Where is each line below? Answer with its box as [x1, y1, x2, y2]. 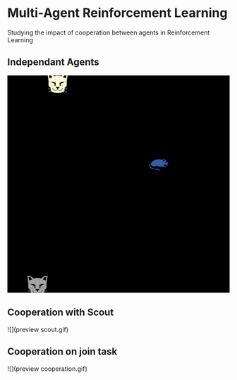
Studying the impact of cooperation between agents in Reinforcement [7, 28, 210, 37]
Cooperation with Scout [7, 307, 114, 319]
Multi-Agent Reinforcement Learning [7, 5, 228, 21]
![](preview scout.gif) [7, 325, 69, 333]
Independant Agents [7, 56, 100, 68]
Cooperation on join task [7, 345, 118, 357]
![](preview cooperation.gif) [7, 364, 87, 373]
